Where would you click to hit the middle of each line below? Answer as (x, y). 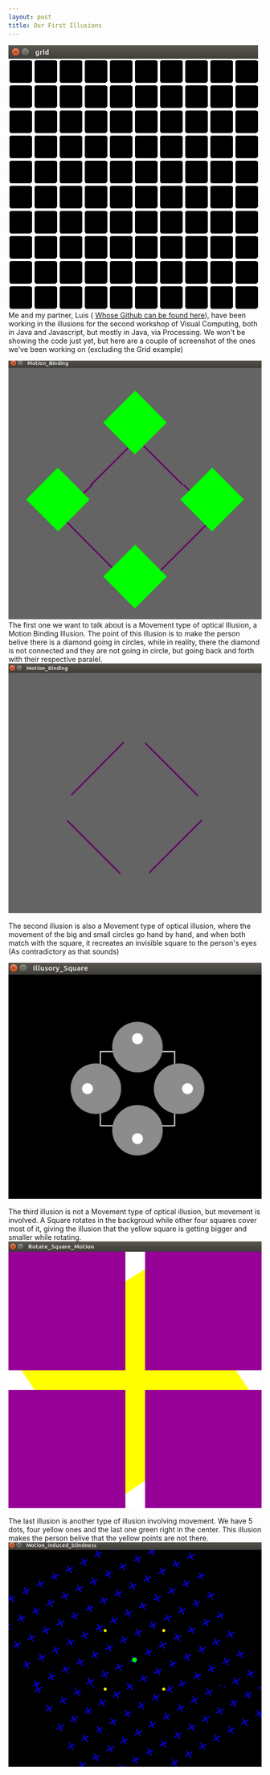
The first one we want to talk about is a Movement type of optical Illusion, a (133, 625)
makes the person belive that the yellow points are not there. (108, 1538)
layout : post (30, 17)
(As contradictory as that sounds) (64, 951)
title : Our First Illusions (55, 25)
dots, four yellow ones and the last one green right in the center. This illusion (135, 1529)
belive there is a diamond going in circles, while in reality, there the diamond (134, 642)
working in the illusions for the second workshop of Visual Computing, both (133, 323)
